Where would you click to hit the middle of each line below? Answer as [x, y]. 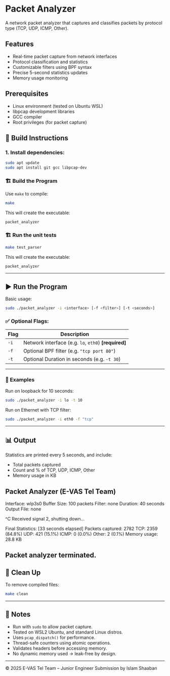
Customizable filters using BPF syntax [52, 67]
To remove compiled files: [32, 585]
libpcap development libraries [44, 111]
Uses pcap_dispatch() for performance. [54, 637]
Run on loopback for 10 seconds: [40, 391]
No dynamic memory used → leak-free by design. [64, 653]
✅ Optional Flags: [27, 321]
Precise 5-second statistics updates [50, 72]
